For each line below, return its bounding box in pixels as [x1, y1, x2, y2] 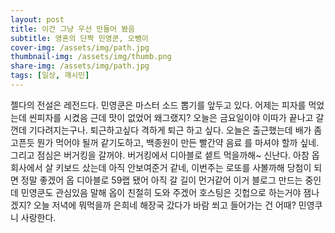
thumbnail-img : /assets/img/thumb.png [10, 52, 172, 62]
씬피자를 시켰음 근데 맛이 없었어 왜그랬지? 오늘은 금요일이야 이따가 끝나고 [28, 111, 314, 123]
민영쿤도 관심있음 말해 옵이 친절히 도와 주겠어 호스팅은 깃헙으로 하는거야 [20, 186, 302, 198]
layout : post [10, 14, 65, 25]
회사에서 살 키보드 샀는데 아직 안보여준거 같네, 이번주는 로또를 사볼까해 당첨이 [10, 161, 312, 173]
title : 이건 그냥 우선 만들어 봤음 [10, 24, 136, 34]
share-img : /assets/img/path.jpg [10, 61, 150, 71]
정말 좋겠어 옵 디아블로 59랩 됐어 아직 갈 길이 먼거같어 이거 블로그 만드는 [20, 174, 303, 186]
